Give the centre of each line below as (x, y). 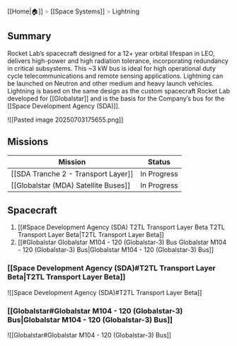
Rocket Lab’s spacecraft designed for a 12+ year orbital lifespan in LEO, (111, 53)
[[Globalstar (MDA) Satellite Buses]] (71, 185)
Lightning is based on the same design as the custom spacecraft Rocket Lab (118, 91)
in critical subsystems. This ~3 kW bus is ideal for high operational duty (111, 68)
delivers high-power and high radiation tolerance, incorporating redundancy (118, 61)
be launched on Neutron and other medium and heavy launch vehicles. (111, 83)
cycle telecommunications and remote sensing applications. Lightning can (115, 76)
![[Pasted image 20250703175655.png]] (65, 120)
